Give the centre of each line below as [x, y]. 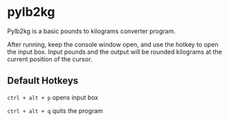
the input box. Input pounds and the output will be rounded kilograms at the [115, 52]
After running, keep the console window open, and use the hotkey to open [113, 44]
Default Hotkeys [43, 81]
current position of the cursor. [50, 59]
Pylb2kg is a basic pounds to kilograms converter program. [91, 31]
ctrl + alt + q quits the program [55, 110]
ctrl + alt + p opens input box [53, 97]
